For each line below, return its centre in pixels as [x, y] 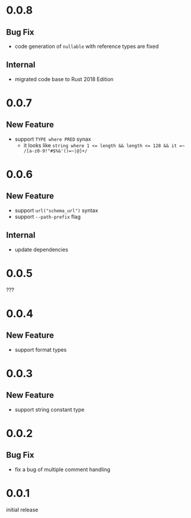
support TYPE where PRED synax [53, 139]
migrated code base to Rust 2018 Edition [64, 79]
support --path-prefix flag [48, 216]
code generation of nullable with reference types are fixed [87, 46]
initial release [22, 510]
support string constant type [49, 409]
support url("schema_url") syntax [56, 210]
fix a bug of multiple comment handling [62, 469]
